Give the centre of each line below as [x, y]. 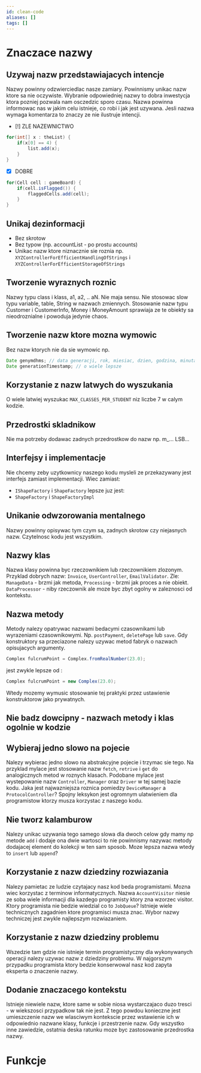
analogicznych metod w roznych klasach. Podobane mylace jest [85, 775]
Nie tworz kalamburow [49, 820]
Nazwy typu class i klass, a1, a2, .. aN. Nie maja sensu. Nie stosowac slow [97, 297]
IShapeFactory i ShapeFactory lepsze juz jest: [70, 490]
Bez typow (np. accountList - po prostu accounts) [76, 245]
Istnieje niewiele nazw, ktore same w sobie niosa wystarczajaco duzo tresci [99, 1005]
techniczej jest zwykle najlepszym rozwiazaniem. [67, 918]
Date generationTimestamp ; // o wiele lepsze [64, 366]
